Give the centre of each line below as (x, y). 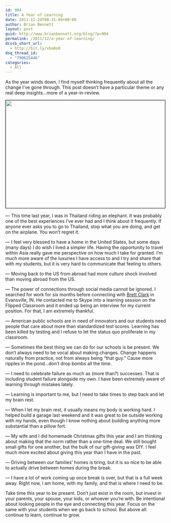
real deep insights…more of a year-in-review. (53, 93)
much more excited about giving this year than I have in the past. (73, 453)
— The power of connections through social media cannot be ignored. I (81, 289)
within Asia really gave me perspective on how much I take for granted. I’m (84, 253)
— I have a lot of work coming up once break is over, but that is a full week (84, 478)
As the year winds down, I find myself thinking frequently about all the (79, 82)
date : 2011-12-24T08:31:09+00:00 (41, 20)
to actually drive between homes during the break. (58, 468)
